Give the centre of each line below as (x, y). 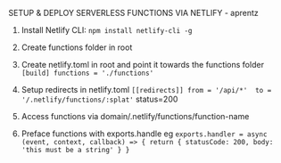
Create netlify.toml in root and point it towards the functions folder (143, 65)
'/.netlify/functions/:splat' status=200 (99, 99)
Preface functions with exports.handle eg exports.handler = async (144, 134)
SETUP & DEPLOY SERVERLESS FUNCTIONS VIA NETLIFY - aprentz (134, 13)
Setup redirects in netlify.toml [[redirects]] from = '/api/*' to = (146, 90)
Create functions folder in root (77, 47)
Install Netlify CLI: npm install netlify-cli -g (107, 30)
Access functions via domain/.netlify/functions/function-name (135, 116)
